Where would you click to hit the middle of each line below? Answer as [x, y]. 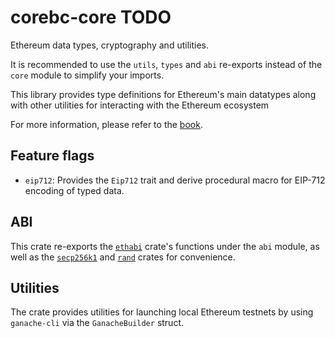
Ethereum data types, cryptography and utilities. [109, 45]
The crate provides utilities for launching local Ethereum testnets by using [162, 312]
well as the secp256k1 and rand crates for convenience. [123, 257]
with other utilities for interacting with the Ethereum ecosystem [140, 105]
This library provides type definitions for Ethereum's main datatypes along [163, 94]
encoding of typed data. [74, 190]
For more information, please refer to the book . [106, 124]
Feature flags [52, 156]
